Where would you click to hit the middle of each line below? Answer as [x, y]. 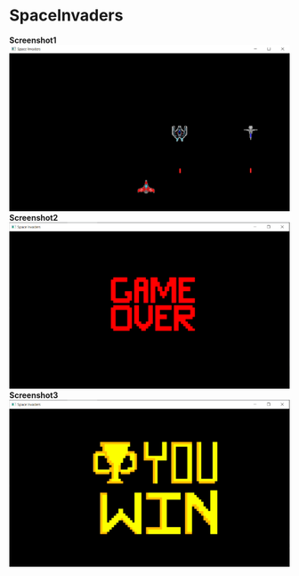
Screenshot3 [34, 395]
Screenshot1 [33, 40]
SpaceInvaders [66, 16]
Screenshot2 [34, 217]
